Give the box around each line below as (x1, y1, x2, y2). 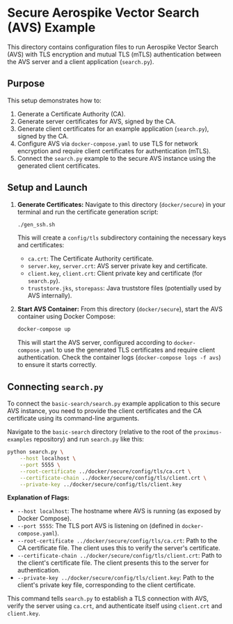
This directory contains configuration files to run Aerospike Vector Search (7, 42, 218, 51)
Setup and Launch (7, 182, 88, 194)
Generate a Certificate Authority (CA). (17, 109, 126, 118)
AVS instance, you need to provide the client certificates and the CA (7, 407, 202, 415)
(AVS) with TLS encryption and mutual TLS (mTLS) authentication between (7, 50, 221, 58)
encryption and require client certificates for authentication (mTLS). (17, 146, 211, 155)
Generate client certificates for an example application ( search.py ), (17, 124, 209, 133)
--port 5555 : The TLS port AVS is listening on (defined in (17, 522, 181, 530)
